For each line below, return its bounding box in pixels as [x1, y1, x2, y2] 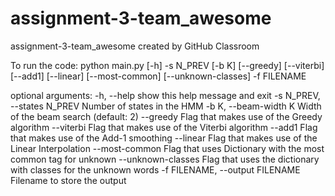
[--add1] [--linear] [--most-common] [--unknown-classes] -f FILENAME [10, 70, 307, 82]
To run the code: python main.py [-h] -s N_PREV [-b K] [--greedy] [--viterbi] [10, 59, 325, 71]
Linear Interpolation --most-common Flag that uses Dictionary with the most [10, 142, 325, 154]
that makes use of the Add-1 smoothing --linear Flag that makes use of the [10, 132, 318, 144]
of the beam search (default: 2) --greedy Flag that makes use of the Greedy [10, 110, 323, 122]
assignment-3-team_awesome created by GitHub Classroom [10, 40, 260, 52]
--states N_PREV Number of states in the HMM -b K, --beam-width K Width [10, 100, 322, 112]
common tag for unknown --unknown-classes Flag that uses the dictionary [10, 153, 320, 165]
